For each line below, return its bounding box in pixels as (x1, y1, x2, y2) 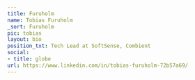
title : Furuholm (7, 10, 54, 17)
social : (7, 49, 30, 56)
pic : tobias (7, 29, 42, 37)
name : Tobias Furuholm (7, 17, 73, 24)
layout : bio (7, 36, 42, 43)
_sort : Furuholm (7, 23, 54, 30)
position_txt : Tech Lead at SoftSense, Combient (7, 42, 151, 49)
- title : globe (7, 56, 52, 63)
